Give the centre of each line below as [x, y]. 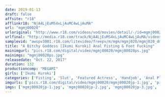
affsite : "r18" [21, 19]
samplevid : [16, 42]
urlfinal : [15, 37]
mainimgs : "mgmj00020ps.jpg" [35, 55]
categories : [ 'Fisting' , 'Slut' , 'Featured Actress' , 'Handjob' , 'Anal [80, 78]
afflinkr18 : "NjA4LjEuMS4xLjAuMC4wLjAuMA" [49, 23]
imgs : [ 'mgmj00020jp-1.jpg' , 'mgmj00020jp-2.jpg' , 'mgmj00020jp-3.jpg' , [81, 87]
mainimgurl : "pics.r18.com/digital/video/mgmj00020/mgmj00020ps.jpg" [78, 50]
